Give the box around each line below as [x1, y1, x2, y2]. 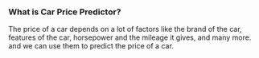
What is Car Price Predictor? [8, 6, 121, 17]
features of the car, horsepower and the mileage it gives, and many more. [8, 33, 252, 42]
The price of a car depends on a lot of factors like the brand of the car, [8, 25, 243, 34]
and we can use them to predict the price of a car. [8, 41, 175, 51]
